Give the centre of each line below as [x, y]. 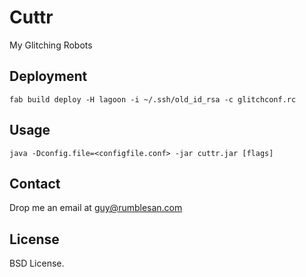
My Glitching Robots [51, 45]
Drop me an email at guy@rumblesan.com [96, 208]
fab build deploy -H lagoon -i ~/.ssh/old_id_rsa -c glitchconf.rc [153, 99]
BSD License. [37, 263]
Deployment [48, 76]
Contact [35, 183]
